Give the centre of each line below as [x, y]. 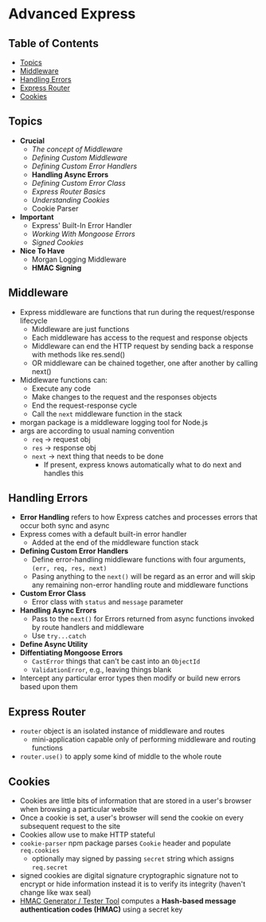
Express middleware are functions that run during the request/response [137, 312]
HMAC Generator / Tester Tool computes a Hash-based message [128, 901]
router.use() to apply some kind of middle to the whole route [121, 757]
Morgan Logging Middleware [79, 259]
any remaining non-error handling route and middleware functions [140, 585]
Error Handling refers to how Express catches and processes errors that [139, 517]
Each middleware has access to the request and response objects [140, 337]
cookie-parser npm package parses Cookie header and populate [125, 843]
